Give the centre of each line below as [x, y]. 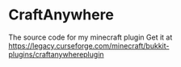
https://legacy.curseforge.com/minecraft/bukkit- [89, 45]
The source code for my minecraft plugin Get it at [90, 37]
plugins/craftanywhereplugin [56, 54]
